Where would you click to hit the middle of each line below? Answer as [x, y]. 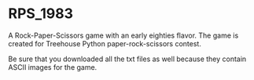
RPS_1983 [40, 14]
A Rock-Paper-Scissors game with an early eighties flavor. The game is [123, 35]
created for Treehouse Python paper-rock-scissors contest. [105, 43]
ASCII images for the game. [53, 67]
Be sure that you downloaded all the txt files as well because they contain [127, 59]
